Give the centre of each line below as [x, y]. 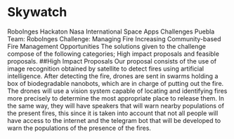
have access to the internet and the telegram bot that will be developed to [114, 120]
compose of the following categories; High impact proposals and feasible [113, 54]
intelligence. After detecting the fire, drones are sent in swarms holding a [113, 76]
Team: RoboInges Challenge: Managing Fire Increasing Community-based [114, 38]
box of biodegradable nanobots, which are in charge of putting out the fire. [116, 83]
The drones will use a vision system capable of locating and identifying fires [117, 91]
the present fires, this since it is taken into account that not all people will [113, 113]
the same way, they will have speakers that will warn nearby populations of [116, 105]
